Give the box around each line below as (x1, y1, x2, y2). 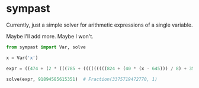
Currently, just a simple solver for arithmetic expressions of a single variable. (6, 21, 193, 28)
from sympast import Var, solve (6, 44, 86, 50)
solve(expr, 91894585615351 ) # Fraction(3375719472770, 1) (6, 76, 158, 82)
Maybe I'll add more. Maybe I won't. (6, 32, 94, 40)
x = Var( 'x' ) (6, 55, 38, 61)
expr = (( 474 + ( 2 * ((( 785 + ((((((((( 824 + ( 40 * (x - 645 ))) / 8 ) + (6, 66, 187, 71)
